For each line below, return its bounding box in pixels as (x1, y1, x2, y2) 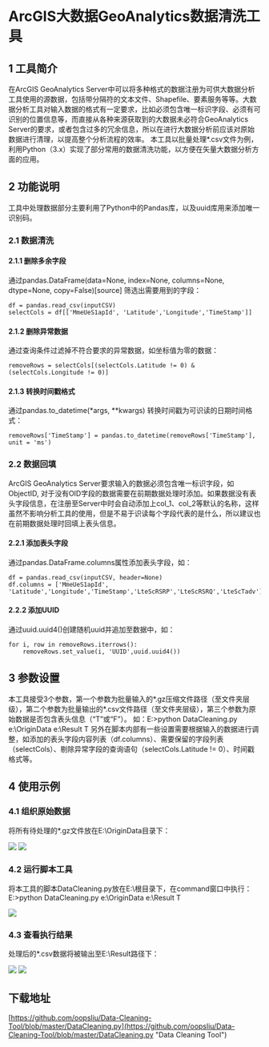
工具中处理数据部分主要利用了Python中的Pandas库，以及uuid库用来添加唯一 (8, 203, 260, 212)
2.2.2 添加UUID (8, 605, 60, 615)
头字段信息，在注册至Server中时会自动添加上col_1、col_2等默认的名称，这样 (8, 498, 259, 508)
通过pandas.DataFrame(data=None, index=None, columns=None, (8, 275, 225, 285)
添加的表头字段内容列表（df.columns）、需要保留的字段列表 (29, 734, 224, 744)
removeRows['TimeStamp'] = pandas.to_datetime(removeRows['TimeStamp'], (8, 431, 256, 440)
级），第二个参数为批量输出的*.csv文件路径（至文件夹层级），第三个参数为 (8, 704, 250, 713)
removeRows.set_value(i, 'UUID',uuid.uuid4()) (22, 648, 181, 656)
